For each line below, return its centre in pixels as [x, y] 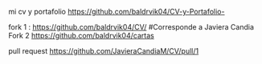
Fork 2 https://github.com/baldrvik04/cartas [81, 36]
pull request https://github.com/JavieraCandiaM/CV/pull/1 [104, 51]
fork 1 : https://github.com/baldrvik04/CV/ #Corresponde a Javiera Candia [131, 27]
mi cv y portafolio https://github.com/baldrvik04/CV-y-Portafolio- [117, 12]
